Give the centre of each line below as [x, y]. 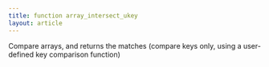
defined [21, 54]
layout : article [35, 23]
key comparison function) [78, 54]
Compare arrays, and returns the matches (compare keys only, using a [125, 45]
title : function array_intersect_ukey [73, 16]
